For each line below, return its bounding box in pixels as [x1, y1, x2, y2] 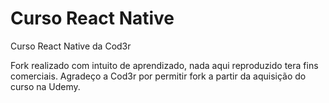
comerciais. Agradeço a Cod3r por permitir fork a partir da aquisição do [10, 70, 307, 82]
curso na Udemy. [10, 80, 81, 92]
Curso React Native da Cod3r [10, 40, 132, 52]
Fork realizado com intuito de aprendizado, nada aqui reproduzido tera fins [10, 59, 319, 71]
